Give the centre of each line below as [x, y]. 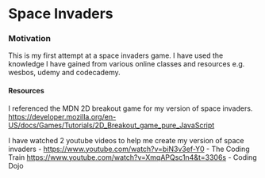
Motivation [30, 39]
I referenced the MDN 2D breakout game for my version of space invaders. [131, 108]
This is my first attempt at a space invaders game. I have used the [116, 55]
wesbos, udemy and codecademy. [64, 73]
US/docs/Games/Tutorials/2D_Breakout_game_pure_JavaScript [111, 125]
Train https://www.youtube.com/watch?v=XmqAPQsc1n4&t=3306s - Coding [132, 157]
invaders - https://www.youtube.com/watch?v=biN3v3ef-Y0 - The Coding [129, 149]
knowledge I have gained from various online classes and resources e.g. [127, 64]
